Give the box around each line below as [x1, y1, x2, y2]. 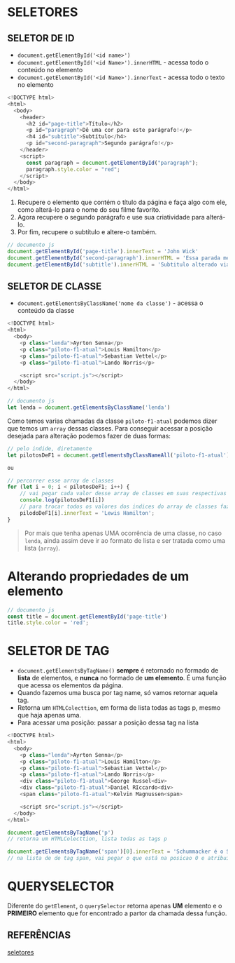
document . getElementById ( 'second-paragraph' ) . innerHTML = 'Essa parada [7, 254, 220, 262]
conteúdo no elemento [17, 66, 83, 74]
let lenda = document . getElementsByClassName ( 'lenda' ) [7, 404, 171, 411]
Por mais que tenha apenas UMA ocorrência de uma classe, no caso [24, 529, 222, 537]
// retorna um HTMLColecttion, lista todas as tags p [7, 835, 168, 842]
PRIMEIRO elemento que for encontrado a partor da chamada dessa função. [7, 909, 227, 917]
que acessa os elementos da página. [17, 681, 124, 689]
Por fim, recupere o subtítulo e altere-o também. [17, 228, 157, 236]
